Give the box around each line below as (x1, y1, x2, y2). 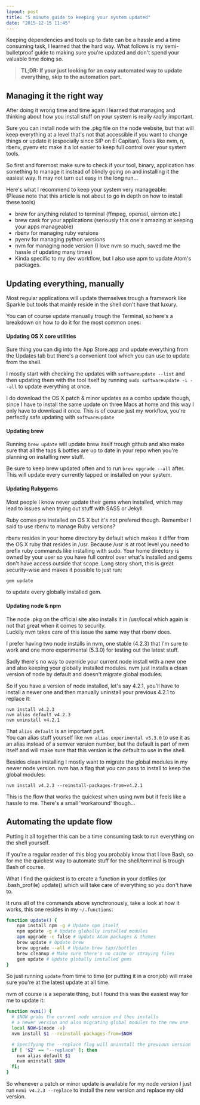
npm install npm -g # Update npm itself (17, 923, 119, 929)
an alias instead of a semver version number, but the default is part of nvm (6, 740, 189, 747)
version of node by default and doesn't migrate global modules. (6, 670, 163, 677)
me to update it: (6, 997, 45, 1004)
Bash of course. (6, 863, 45, 870)
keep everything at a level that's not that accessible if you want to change (6, 131, 188, 138)
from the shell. (6, 359, 42, 366)
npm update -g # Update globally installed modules (17, 928, 148, 934)
